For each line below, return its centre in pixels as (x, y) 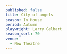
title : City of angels (29, 15)
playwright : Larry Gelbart (34, 29)
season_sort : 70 (22, 34)
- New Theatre (25, 44)
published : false (24, 10)
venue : (12, 39)
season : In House (24, 20)
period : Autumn (21, 24)
